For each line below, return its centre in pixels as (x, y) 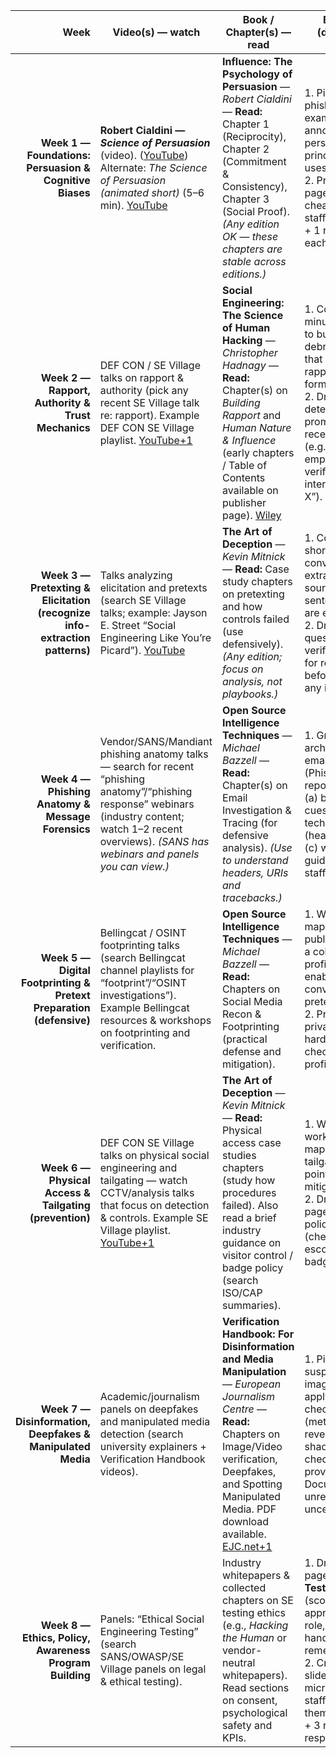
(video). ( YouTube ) (144, 155)
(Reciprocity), (254, 136)
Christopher (250, 352)
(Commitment (254, 161)
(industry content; (142, 816)
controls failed (256, 619)
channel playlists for (147, 970)
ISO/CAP (242, 1292)
